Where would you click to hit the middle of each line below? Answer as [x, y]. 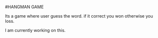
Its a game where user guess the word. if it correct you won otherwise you [79, 16]
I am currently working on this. [36, 30]
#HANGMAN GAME [24, 7]
